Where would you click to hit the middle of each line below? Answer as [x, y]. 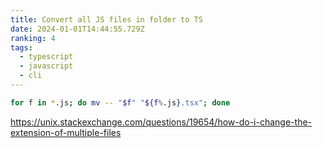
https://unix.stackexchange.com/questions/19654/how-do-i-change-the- [161, 122]
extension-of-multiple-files [66, 132]
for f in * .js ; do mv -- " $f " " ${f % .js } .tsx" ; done [120, 102]
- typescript [46, 57]
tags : [21, 47]
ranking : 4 [33, 38]
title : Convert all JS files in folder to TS [106, 19]
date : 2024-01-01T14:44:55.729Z [77, 29]
